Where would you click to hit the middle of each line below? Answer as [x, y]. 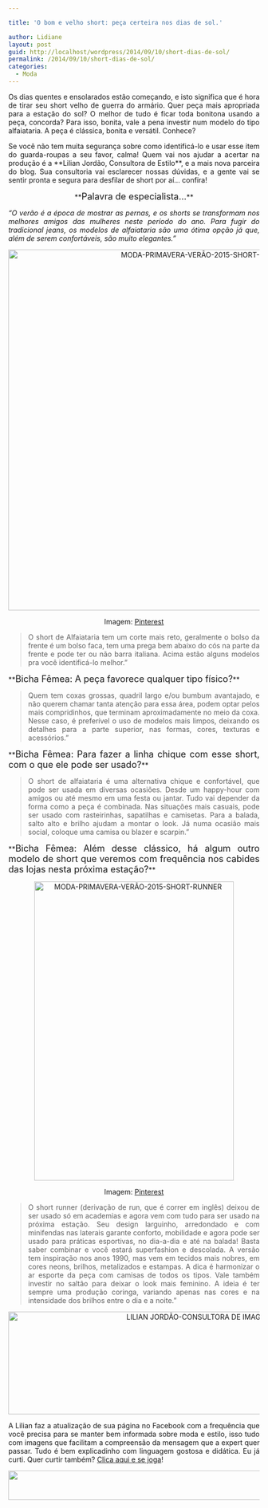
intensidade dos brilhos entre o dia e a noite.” [102, 1300]
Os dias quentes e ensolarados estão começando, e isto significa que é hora [134, 96]
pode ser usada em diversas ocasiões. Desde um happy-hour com [144, 789]
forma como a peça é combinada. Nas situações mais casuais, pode [144, 806]
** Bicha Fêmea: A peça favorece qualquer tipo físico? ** [124, 679]
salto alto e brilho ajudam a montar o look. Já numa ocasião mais [144, 823]
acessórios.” [48, 738]
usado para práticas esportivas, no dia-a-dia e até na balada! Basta [144, 1241]
